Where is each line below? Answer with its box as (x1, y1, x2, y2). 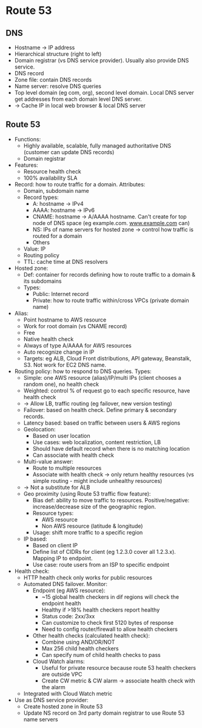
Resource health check (23, 167, 81, 175)
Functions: (14, 135, 41, 143)
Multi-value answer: (23, 457, 74, 465)
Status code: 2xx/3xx (41, 612, 95, 619)
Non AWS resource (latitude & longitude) (41, 522, 143, 530)
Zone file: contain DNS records (14, 76, 92, 83)
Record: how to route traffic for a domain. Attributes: (14, 180, 146, 188)
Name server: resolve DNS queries (14, 83, 101, 90)
